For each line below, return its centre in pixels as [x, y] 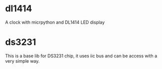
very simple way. [22, 61]
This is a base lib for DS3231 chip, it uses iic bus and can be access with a [81, 56]
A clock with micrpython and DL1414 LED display [55, 22]
